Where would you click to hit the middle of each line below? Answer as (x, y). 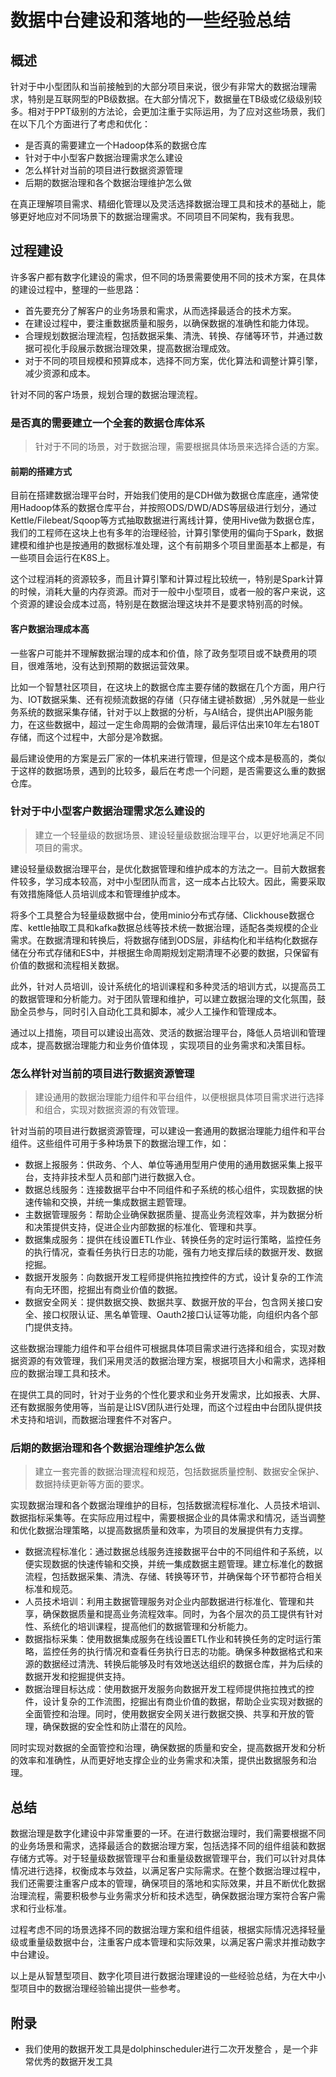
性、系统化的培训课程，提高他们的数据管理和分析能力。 (138, 1627)
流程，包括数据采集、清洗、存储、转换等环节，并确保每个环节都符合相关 (173, 1577)
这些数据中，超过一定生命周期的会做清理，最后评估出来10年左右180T (178, 724)
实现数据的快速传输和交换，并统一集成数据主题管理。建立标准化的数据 (178, 1564)
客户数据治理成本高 (50, 628)
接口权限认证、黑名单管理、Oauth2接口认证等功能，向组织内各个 (176, 1315)
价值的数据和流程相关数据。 (67, 965)
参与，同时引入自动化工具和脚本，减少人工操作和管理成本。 (159, 1011)
